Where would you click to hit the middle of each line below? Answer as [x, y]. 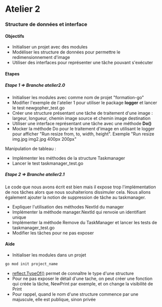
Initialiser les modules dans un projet [49, 255]
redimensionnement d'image [41, 57]
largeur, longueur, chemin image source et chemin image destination [81, 118]
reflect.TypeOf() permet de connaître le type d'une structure [73, 273]
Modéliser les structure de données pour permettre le [66, 52]
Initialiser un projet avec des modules [50, 47]
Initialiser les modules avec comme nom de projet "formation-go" [78, 97]
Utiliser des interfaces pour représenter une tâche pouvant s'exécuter [82, 63]
